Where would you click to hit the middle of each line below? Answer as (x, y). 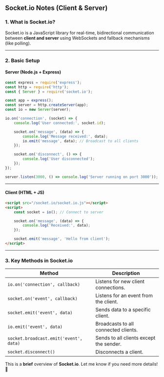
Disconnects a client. (119, 352)
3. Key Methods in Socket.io (39, 260)
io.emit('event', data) (35, 327)
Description (126, 273)
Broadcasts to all (115, 324)
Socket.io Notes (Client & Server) (56, 8)
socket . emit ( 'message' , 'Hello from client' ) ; (62, 239)
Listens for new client (120, 281)
